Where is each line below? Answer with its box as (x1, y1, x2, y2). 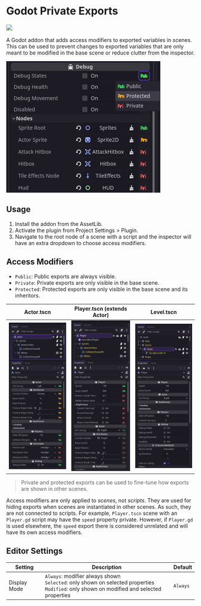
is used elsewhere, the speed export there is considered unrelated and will (6, 522, 188, 529)
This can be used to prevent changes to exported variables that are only (6, 43, 184, 50)
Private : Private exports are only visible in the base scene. (14, 279, 160, 286)
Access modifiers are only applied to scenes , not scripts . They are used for (6, 496, 191, 504)
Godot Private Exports (6, 4, 118, 18)
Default (173, 563, 193, 571)
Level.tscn (150, 308, 177, 315)
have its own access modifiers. (6, 529, 83, 536)
